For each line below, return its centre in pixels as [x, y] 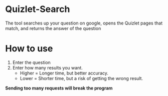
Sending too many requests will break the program [59, 88]
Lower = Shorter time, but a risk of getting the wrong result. [81, 78]
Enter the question [32, 62]
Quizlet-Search [38, 9]
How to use [29, 49]
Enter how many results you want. [47, 67]
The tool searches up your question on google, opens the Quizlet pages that [84, 23]
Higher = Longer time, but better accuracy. [64, 73]
